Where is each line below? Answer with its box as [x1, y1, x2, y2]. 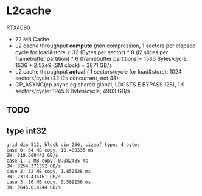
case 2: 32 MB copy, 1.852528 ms [6, 169, 91, 175]
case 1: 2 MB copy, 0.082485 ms [6, 158, 88, 164]
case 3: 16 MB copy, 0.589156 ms [6, 179, 91, 186]
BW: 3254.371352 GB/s [6, 163, 61, 169]
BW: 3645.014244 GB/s [6, 184, 61, 191]
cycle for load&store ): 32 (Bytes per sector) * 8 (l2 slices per [15, 48, 169, 55]
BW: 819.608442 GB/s [6, 153, 59, 159]
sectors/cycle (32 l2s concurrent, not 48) [15, 74, 119, 82]
